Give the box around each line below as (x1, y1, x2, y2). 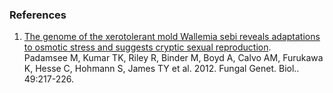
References (9, 8, 67, 22)
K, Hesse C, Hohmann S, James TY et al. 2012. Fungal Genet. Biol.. (23, 63, 300, 75)
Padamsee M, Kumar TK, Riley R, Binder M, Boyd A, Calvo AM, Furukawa (23, 52, 324, 64)
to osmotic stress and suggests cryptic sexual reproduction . (23, 41, 272, 53)
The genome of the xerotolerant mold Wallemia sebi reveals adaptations (23, 31, 321, 43)
